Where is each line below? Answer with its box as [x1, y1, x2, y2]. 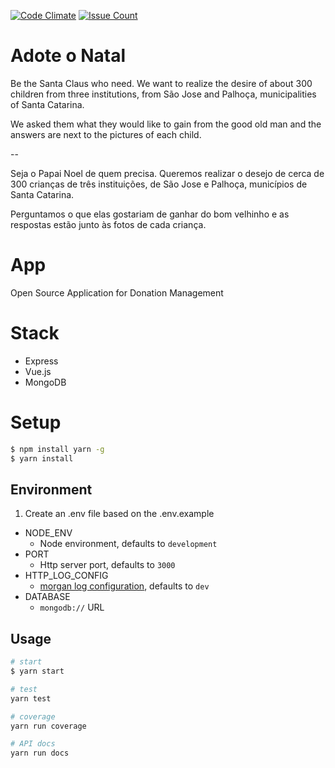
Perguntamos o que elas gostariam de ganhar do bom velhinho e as [10, 208, 290, 220]
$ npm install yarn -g [10, 444, 105, 454]
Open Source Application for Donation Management [10, 286, 224, 299]
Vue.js [24, 365, 52, 377]
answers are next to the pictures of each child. [10, 128, 202, 140]
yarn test [10, 693, 52, 704]
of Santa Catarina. [10, 98, 85, 110]
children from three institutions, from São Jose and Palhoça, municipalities [10, 88, 317, 100]
